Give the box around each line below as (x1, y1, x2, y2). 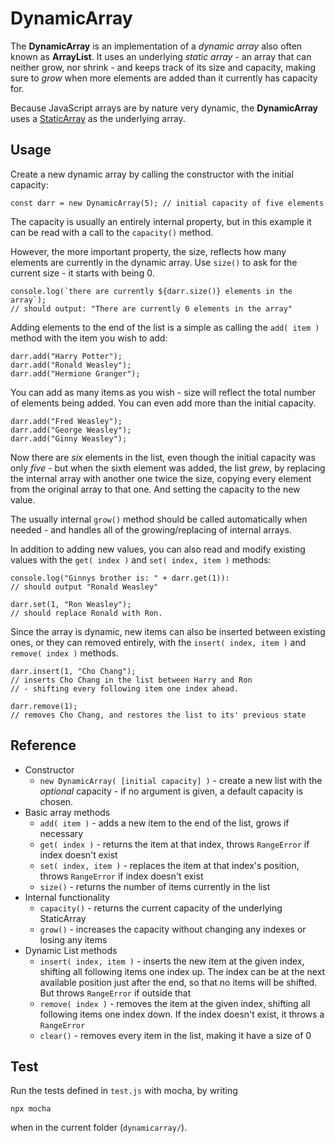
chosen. (39, 795, 74, 807)
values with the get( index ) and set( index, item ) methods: (10, 553, 272, 566)
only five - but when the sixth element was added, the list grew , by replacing (10, 462, 326, 474)
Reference (10, 737, 77, 754)
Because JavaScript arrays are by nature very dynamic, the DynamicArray (10, 102, 319, 114)
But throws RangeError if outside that (39, 987, 192, 999)
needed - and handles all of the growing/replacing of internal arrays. (10, 523, 292, 536)
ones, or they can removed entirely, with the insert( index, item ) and (10, 636, 307, 648)
